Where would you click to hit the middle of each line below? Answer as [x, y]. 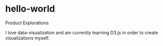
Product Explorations [27, 23]
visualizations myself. [28, 38]
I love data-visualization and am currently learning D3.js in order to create [82, 32]
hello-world [30, 9]
